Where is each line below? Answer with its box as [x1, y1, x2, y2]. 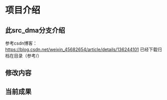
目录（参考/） [13, 53, 42, 58]
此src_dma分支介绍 [5, 26, 65, 34]
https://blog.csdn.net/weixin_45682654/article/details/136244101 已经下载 [5, 46, 158, 52]
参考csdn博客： [5, 40, 37, 46]
